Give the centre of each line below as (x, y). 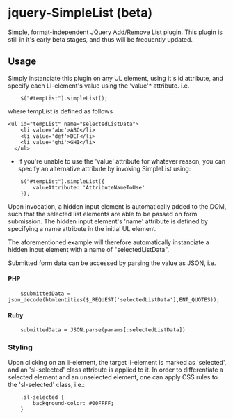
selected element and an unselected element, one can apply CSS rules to (113, 377)
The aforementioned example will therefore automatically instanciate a (109, 242)
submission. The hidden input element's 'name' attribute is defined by (108, 221)
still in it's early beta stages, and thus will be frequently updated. (101, 39)
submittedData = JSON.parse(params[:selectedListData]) (103, 330)
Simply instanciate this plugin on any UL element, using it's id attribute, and (115, 78)
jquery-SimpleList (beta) (80, 13)
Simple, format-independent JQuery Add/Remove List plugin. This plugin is (115, 32)
